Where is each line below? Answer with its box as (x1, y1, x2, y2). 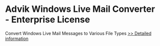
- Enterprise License (5, 14, 90, 25)
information (5, 36, 29, 42)
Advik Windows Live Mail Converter (5, 3, 156, 15)
